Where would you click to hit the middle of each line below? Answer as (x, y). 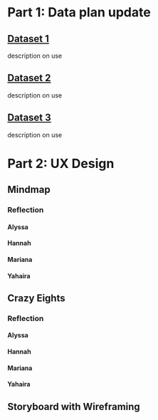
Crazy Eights (36, 298)
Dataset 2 (29, 78)
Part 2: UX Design (61, 163)
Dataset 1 (28, 39)
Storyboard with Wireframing (74, 406)
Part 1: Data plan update (79, 12)
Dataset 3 (29, 118)
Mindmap (29, 190)
